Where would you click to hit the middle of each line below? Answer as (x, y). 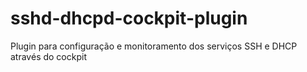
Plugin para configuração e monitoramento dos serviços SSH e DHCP (154, 46)
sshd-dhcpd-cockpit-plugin (129, 18)
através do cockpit (48, 56)
